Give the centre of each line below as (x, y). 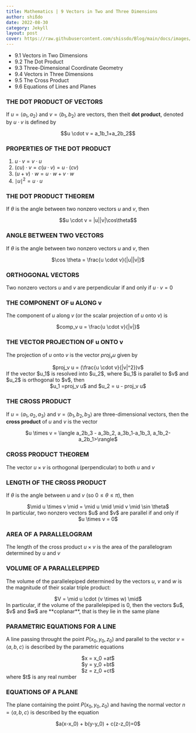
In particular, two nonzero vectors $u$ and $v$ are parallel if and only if (92, 513)
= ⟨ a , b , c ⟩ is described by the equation (52, 712)
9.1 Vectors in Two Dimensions (51, 55)
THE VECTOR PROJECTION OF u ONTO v (65, 342)
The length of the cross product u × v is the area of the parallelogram (89, 547)
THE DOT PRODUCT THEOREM (50, 196)
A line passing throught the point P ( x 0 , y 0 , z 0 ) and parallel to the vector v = (95, 640)
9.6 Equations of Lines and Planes (55, 86)
